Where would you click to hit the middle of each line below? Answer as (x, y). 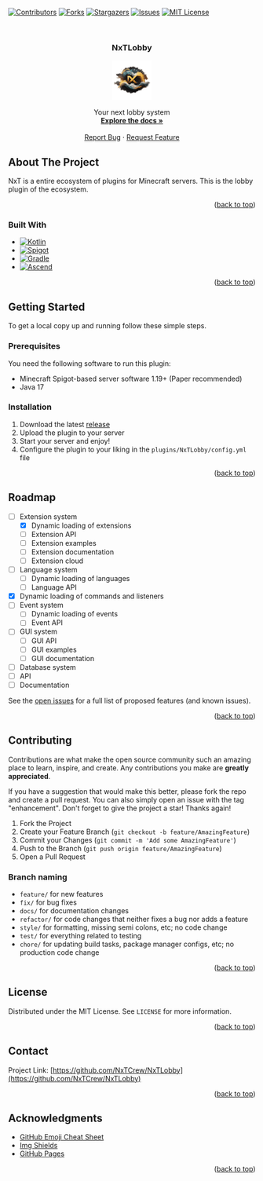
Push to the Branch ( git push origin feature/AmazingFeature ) (121, 848)
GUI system (38, 631)
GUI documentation (63, 658)
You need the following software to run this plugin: (89, 363)
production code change (59, 952)
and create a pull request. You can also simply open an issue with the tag (126, 799)
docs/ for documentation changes (74, 910)
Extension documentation (73, 552)
